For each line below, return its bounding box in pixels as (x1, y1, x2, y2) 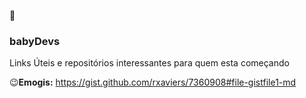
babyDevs (9, 34, 61, 48)
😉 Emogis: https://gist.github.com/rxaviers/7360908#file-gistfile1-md (9, 76, 297, 89)
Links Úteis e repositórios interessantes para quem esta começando (9, 57, 290, 69)
